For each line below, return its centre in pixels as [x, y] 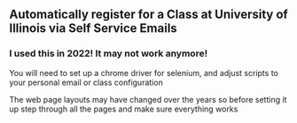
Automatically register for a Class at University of [148, 15]
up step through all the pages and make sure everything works [124, 109]
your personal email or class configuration [86, 82]
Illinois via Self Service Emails [93, 29]
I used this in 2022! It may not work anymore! [109, 54]
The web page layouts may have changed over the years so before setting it [148, 99]
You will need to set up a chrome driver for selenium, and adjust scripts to [144, 73]
